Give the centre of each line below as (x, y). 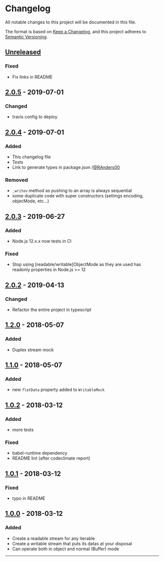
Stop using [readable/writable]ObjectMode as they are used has (77, 265)
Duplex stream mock (33, 350)
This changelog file (31, 157)
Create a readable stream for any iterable (53, 538)
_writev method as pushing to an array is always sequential (72, 191)
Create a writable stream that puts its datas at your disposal (72, 543)
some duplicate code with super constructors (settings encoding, (78, 196)
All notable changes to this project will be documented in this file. (71, 22)
